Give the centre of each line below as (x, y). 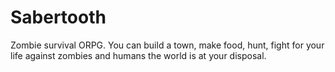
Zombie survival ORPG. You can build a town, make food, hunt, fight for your (167, 45)
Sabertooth (58, 17)
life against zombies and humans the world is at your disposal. (138, 55)
